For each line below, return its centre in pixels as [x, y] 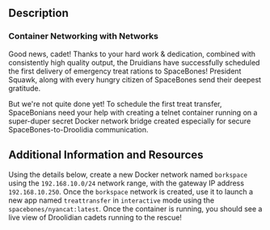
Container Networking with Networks [84, 36]
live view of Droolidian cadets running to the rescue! [95, 217]
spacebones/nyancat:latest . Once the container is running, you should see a [135, 208]
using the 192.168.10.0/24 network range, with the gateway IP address [127, 183]
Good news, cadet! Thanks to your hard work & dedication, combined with [132, 54]
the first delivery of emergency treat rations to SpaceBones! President [125, 71]
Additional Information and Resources [106, 155]
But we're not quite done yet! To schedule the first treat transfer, [115, 103]
